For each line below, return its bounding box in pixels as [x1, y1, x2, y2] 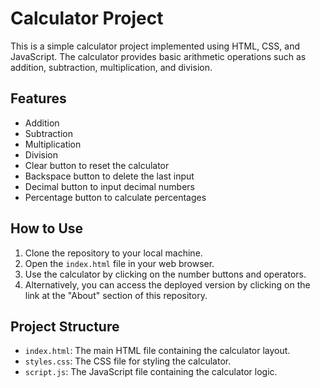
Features [10, 90, 67, 107]
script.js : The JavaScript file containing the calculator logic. [24, 366, 278, 378]
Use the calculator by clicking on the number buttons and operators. [24, 268, 307, 280]
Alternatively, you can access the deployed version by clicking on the [24, 278, 311, 291]
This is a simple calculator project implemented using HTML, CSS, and [10, 40, 300, 52]
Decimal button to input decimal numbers [24, 180, 195, 192]
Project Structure [10, 318, 120, 335]
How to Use [10, 220, 84, 237]
